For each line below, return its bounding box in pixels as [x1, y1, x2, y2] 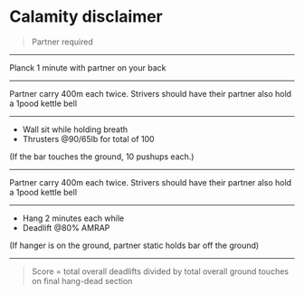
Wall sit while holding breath [22, 124, 128, 135]
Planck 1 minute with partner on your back [9, 62, 166, 73]
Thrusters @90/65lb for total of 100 [22, 133, 156, 144]
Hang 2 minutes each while [22, 213, 125, 224]
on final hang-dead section [31, 275, 133, 286]
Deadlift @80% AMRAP [22, 222, 110, 233]
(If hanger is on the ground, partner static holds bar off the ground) [9, 240, 260, 251]
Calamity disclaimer [9, 6, 163, 27]
